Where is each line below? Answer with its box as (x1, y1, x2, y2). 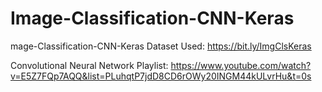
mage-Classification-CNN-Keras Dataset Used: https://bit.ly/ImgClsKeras (10, 40, 312, 52)
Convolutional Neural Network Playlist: (10, 59, 169, 71)
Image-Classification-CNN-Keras (10, 7, 295, 30)
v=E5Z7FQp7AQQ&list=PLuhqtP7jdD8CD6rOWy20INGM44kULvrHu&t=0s (10, 70, 312, 82)
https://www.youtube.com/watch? (170, 59, 312, 71)
